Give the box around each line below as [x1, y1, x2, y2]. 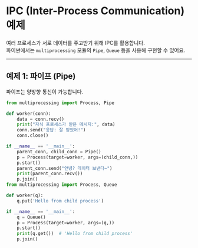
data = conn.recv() [16, 116, 65, 122]
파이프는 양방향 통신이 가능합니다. [6, 88, 84, 95]
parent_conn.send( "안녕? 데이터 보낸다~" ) [16, 165, 113, 171]
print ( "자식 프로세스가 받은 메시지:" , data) [16, 121, 115, 128]
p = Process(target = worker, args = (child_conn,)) [16, 154, 138, 160]
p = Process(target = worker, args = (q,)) [16, 220, 115, 226]
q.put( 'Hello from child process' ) [16, 198, 104, 204]
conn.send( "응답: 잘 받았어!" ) [16, 127, 86, 133]
